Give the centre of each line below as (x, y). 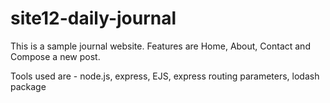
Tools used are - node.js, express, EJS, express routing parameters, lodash (165, 76)
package (28, 86)
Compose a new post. (55, 56)
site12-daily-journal (93, 18)
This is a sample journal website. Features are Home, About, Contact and (160, 46)
